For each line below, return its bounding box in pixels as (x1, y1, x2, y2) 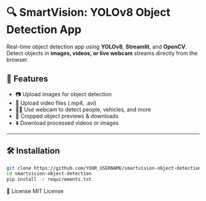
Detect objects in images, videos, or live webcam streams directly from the (6, 49, 198, 56)
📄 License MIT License (6, 188, 64, 195)
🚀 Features (6, 74, 48, 84)
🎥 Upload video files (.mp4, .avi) (15, 99, 97, 107)
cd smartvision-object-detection (6, 170, 92, 177)
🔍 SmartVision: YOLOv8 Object (6, 6, 170, 20)
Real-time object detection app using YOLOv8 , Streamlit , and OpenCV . (6, 43, 187, 50)
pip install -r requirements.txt (6, 176, 92, 183)
